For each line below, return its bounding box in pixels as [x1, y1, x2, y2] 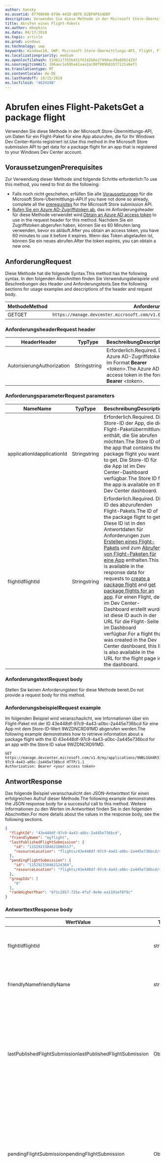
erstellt [130, 605, 146, 612]
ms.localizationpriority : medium [5, 53, 74, 58]
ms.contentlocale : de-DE [5, 71, 56, 76]
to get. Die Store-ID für [104, 456, 157, 463]
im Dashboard [104, 624, 137, 631]
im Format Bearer [106, 359, 147, 366]
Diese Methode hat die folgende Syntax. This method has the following [5, 271, 147, 277]
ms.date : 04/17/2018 [5, 30, 48, 35]
